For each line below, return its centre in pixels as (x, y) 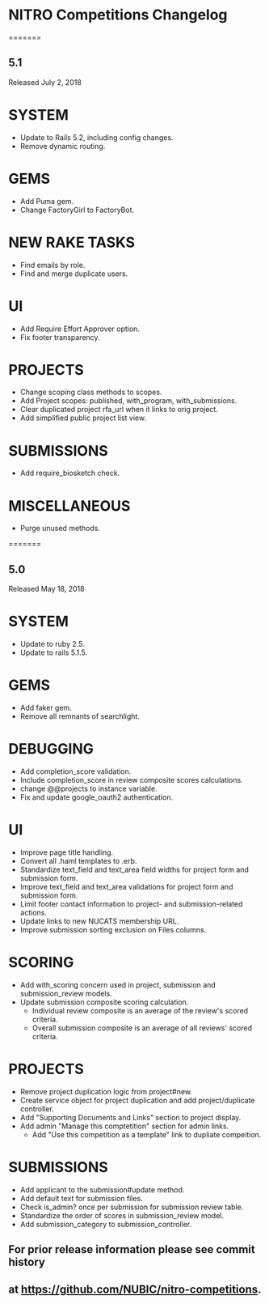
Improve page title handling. (67, 852)
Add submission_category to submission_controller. (106, 1224)
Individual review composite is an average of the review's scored (140, 1010)
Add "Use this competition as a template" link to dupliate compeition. (147, 1134)
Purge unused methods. (60, 529)
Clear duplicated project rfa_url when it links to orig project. (119, 410)
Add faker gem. (46, 707)
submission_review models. (66, 993)
